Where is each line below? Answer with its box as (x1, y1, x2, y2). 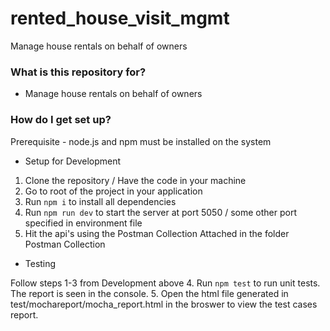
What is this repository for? (10, 65, 147, 79)
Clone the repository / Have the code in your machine (24, 174, 247, 186)
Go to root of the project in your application (24, 185, 203, 197)
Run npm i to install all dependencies (24, 195, 177, 207)
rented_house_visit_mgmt (10, 7, 230, 30)
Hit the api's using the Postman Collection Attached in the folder (24, 227, 290, 239)
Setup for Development (24, 155, 122, 167)
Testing (24, 257, 57, 269)
